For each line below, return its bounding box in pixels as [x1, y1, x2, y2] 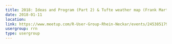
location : [5, 17, 27, 22]
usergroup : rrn [5, 26, 38, 31]
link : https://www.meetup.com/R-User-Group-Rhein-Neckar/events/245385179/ [5, 21, 170, 27]
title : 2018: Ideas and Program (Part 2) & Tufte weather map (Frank [5, 7, 157, 13]
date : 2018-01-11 [5, 12, 42, 17]
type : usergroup [5, 31, 40, 36]
